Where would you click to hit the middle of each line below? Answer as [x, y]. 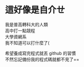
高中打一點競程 [20, 30]
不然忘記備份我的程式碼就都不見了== [42, 59]
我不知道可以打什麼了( [27, 43]
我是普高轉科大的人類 [26, 24]
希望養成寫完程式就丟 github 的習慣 [41, 53]
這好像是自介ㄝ [35, 10]
